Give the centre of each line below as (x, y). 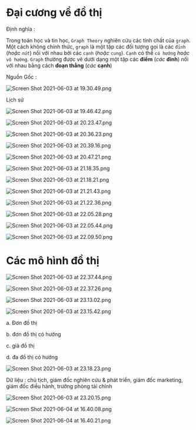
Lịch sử (15, 100)
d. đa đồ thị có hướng (32, 357)
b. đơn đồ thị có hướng (34, 334)
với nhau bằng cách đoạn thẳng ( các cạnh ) (59, 65)
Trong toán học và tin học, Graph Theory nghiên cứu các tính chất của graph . (99, 40)
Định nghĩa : (21, 29)
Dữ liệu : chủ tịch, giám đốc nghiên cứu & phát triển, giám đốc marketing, (95, 380)
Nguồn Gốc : (21, 77)
